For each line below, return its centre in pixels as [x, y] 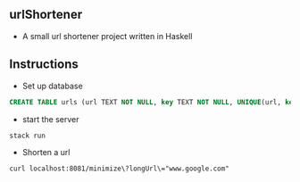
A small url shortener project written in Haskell [107, 36]
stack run [28, 136]
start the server [50, 119]
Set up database [52, 86]
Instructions [44, 65]
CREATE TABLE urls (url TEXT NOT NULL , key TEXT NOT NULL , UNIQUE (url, [145, 102]
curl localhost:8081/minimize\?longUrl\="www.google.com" [119, 169]
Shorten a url [46, 152]
